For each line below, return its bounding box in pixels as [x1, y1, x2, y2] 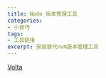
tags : [7, 30, 23, 38]
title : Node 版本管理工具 [7, 10, 78, 18]
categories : [7, 17, 43, 24]
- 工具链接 [7, 37, 36, 44]
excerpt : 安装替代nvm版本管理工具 [7, 43, 99, 50]
